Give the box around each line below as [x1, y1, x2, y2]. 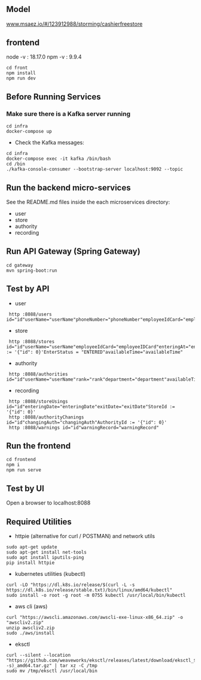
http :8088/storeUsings [8, 398, 68, 405]
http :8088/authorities [8, 371, 68, 377]
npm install [6, 70, 36, 76]
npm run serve [6, 467, 42, 473]
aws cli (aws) [14, 603, 48, 610]
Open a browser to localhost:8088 [6, 499, 91, 506]
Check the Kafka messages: [14, 139, 85, 146]
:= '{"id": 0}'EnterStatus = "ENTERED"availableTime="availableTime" [6, 349, 184, 355]
